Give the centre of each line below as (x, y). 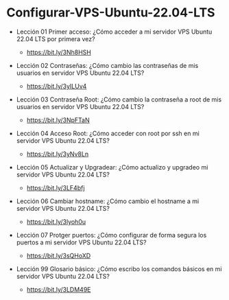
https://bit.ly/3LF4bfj (56, 187)
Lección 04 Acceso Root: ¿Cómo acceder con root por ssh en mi (108, 133)
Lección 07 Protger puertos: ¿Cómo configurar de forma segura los (111, 235)
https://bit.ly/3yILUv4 (57, 86)
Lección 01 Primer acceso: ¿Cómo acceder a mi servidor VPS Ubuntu (114, 32)
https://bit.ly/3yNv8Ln (58, 154)
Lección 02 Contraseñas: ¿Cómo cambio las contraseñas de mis (107, 65)
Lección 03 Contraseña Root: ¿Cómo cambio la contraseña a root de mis (119, 99)
